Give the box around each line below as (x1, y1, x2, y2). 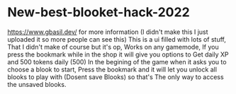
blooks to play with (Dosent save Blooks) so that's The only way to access (7, 72, 225, 81)
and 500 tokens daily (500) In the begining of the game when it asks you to (7, 57, 227, 66)
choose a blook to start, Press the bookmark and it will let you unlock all (7, 65, 218, 74)
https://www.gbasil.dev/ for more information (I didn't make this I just (7, 28, 208, 36)
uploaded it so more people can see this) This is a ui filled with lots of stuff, (7, 35, 227, 43)
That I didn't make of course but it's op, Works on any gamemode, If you (7, 42, 219, 51)
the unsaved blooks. (7, 80, 67, 88)
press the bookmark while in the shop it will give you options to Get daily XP (7, 50, 229, 59)
